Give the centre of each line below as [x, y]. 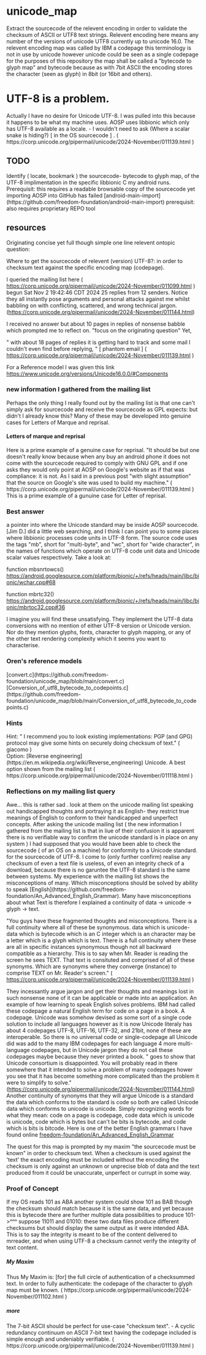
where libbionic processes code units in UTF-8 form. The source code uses [102, 538]
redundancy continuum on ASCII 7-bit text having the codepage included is [101, 1333]
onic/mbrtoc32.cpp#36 [36, 607]
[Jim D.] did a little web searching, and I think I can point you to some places [103, 531]
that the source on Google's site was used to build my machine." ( [90, 482]
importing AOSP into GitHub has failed [55, 195]
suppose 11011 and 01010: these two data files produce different [98, 1221]
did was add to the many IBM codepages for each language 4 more [91, 1043]
